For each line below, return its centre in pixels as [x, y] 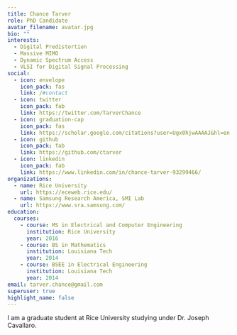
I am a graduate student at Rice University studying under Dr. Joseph [108, 318]
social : [19, 73]
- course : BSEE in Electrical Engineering [84, 265]
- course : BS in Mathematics [63, 245]
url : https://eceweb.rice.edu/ [66, 192]
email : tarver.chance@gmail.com [55, 285]
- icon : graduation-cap [49, 119]
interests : [23, 40]
